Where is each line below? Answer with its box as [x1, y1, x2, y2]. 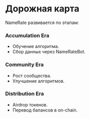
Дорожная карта [5, 3, 79, 14]
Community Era [5, 61, 44, 68]
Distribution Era [5, 90, 44, 97]
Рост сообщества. [12, 72, 51, 78]
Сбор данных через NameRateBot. [12, 48, 86, 55]
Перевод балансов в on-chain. [12, 107, 78, 113]
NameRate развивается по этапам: [5, 19, 79, 25]
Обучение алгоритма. [12, 43, 59, 49]
